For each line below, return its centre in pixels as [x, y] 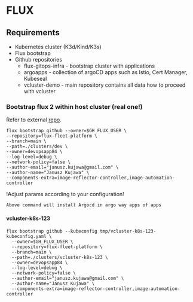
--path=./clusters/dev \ [37, 147]
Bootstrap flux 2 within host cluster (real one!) [74, 106]
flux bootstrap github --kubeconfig [52, 231]
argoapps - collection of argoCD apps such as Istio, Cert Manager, [105, 72]
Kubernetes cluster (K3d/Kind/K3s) [58, 47]
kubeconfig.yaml [26, 236]
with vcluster [39, 91]
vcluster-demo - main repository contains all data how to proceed [105, 85]
